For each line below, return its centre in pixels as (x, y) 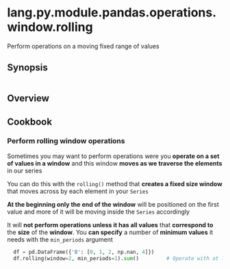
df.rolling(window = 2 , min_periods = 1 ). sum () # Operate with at (116, 258)
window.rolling (50, 27)
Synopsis (27, 67)
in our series (25, 170)
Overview (28, 98)
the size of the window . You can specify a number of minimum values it (110, 232)
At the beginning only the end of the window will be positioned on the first (113, 204)
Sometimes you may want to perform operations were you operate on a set (113, 156)
